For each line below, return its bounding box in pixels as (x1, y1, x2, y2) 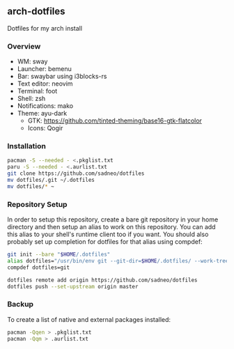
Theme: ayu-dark (17, 109, 68, 118)
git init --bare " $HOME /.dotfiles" (7, 251, 111, 258)
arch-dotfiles (7, 6, 65, 17)
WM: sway (17, 57, 48, 65)
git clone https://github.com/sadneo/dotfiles (7, 170, 145, 177)
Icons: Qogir (27, 124, 63, 132)
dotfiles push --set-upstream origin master (7, 283, 139, 290)
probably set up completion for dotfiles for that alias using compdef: (7, 238, 203, 246)
